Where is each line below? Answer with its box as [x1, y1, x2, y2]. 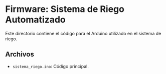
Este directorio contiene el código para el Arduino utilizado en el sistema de [5, 30, 161, 36]
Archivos [5, 50, 34, 59]
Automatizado [5, 14, 66, 25]
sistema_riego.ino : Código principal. [12, 63, 89, 69]
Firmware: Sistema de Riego [5, 3, 124, 15]
